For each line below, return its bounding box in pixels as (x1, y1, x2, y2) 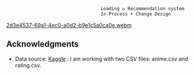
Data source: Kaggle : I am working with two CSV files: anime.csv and (14, 55, 189, 62)
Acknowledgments (6, 39, 80, 50)
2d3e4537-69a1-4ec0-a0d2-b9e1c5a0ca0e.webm (6, 22, 132, 28)
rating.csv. (14, 61, 42, 69)
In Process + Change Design (100, 11, 171, 17)
